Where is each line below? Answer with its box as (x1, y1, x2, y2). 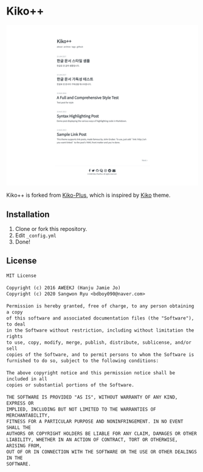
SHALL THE (6, 424, 32, 431)
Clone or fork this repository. (15, 225, 88, 233)
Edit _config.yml (15, 232, 57, 239)
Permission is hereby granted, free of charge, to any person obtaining (6, 303, 194, 309)
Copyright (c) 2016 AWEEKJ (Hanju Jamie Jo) (6, 284, 121, 291)
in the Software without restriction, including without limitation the (6, 327, 194, 333)
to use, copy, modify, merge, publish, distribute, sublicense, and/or (6, 339, 191, 346)
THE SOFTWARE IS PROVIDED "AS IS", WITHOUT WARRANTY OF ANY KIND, (6, 394, 178, 400)
